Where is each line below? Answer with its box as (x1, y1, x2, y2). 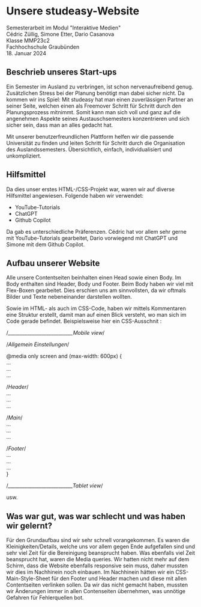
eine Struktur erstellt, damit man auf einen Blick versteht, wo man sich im (6, 311, 187, 319)
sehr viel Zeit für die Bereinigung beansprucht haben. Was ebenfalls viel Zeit (6, 549, 196, 557)
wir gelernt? (6, 520, 53, 531)
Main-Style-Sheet (6, 575, 50, 582)
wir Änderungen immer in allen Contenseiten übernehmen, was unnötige (6, 588, 186, 595)
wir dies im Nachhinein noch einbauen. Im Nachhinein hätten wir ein (6, 569, 175, 576)
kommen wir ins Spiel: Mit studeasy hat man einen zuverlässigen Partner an (6, 96, 194, 103)
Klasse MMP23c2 (6, 37, 50, 44)
